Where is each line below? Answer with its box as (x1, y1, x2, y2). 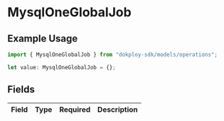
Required (59, 104, 91, 114)
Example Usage (7, 33, 78, 45)
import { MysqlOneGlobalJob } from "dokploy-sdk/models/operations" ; (7, 51, 218, 58)
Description (97, 104, 139, 114)
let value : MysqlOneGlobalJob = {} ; (7, 64, 116, 71)
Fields (7, 83, 36, 96)
